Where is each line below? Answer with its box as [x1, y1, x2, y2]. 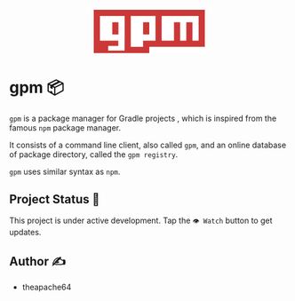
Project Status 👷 [9, 192, 100, 207]
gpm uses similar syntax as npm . [9, 166, 121, 177]
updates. [9, 227, 42, 238]
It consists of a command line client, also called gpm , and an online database [9, 139, 287, 150]
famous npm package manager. [9, 122, 122, 133]
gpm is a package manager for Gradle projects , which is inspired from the [9, 113, 277, 123]
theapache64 [21, 281, 72, 293]
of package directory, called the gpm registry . [9, 148, 179, 160]
